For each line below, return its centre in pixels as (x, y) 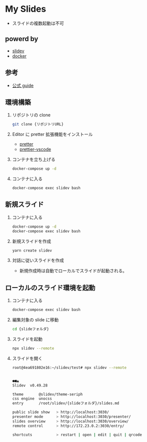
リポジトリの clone (31, 115)
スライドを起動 (27, 339)
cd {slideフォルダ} (30, 329)
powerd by (22, 39)
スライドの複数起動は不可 (38, 23)
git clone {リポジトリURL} (38, 124)
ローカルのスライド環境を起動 (50, 288)
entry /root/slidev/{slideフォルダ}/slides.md (66, 403)
